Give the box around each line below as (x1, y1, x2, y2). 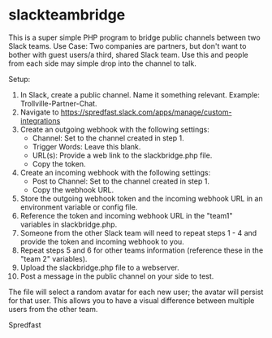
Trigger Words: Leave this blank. (32, 141, 141, 151)
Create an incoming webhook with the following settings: (19, 167, 211, 177)
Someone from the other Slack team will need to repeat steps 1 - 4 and (19, 227, 257, 237)
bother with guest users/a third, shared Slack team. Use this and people (8, 50, 249, 59)
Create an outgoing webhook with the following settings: (19, 124, 209, 134)
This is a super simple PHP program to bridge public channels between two (8, 32, 261, 42)
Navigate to (19, 107, 59, 117)
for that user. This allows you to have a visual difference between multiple (8, 295, 255, 305)
